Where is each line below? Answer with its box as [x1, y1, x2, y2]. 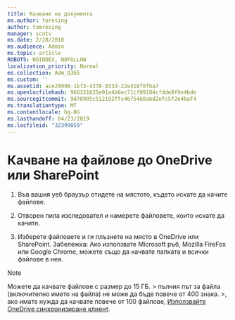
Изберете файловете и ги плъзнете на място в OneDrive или [17, 233, 199, 241]
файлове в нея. [17, 255, 63, 264]
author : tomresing [7, 23, 61, 30]
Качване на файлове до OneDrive [7, 152, 212, 168]
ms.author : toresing [7, 17, 68, 24]
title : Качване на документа [7, 10, 93, 18]
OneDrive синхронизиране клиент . [7, 304, 110, 314]
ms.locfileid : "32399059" [7, 121, 83, 129]
